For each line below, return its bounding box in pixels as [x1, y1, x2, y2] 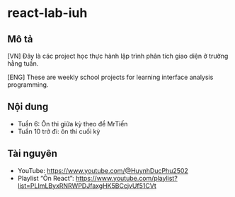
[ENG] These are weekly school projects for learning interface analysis [7, 73, 214, 81]
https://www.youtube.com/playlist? [75, 174, 178, 182]
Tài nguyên [7, 148, 58, 160]
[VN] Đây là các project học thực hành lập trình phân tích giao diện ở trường [7, 52, 229, 60]
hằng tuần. [7, 59, 39, 68]
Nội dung [7, 101, 49, 113]
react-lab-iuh [7, 5, 88, 21]
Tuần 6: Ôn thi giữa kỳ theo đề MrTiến [17, 119, 128, 128]
